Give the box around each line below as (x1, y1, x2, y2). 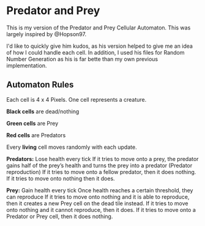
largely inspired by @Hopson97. (6, 30, 87, 37)
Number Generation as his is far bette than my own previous (6, 55, 158, 62)
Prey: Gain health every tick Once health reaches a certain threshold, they (6, 186, 193, 194)
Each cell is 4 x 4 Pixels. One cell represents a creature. (6, 96, 147, 103)
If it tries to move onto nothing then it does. (6, 175, 115, 182)
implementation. (6, 62, 47, 69)
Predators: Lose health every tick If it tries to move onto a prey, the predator (6, 155, 199, 162)
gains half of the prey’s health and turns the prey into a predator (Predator (6, 162, 193, 169)
